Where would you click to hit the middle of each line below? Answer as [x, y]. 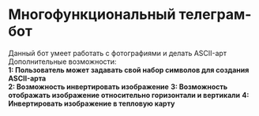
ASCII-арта [27, 78]
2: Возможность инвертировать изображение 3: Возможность [118, 86]
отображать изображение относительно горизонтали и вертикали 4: [129, 95]
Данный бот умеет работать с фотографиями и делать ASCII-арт [118, 53]
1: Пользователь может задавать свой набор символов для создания [129, 69]
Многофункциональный [92, 15]
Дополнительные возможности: [62, 62]
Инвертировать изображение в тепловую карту [92, 103]
